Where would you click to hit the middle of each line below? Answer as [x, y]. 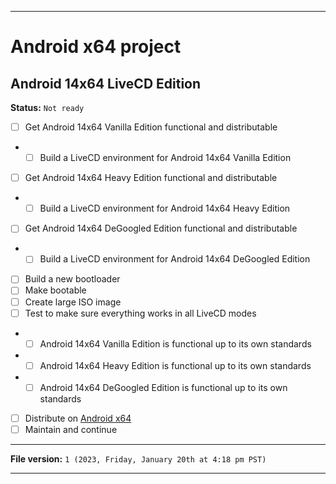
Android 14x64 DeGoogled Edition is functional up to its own [163, 387]
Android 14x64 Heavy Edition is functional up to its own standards [175, 365]
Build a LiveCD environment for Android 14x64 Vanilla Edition [165, 158]
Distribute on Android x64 [78, 418]
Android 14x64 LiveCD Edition [106, 83]
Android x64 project [96, 47]
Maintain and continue [71, 429]
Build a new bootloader [72, 279]
